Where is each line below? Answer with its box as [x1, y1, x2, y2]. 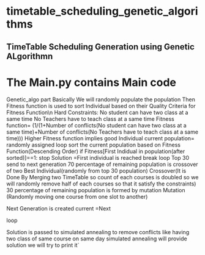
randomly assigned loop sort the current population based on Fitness [6, 141, 181, 148]
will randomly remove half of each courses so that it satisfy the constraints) [6, 180, 196, 187]
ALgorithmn [6, 51, 53, 62]
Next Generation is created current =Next [6, 204, 111, 212]
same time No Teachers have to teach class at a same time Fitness [6, 115, 174, 123]
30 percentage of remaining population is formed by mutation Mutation [6, 186, 185, 193]
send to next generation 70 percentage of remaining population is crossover [6, 160, 198, 168]
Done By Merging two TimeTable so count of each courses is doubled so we [6, 173, 199, 181]
